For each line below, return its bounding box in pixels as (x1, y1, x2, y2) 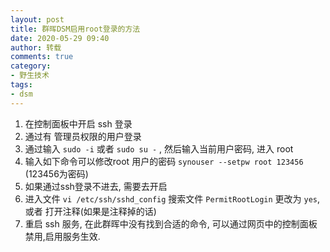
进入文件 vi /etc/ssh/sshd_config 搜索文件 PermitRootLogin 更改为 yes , (24, 192, 321, 205)
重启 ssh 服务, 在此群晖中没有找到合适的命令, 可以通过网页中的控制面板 (24, 217, 318, 230)
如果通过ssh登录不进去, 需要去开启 (24, 180, 168, 192)
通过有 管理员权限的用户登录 (24, 130, 142, 142)
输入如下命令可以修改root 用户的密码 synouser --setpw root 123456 (24, 155, 304, 167)
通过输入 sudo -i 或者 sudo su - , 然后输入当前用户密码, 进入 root (24, 142, 294, 155)
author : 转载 (10, 42, 62, 53)
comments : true (10, 52, 74, 62)
